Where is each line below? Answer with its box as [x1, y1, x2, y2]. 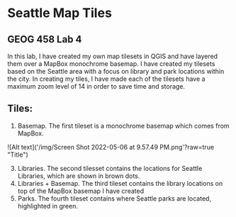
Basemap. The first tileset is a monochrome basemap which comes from [17, 121, 230, 130]
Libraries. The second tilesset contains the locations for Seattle [17, 164, 203, 172]
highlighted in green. [17, 201, 78, 210]
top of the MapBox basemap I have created [17, 187, 144, 195]
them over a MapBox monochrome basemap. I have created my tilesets [7, 60, 215, 68]
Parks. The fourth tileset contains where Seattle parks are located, [17, 194, 211, 203]
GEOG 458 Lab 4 [7, 33, 82, 45]
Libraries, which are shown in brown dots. [17, 172, 140, 180]
